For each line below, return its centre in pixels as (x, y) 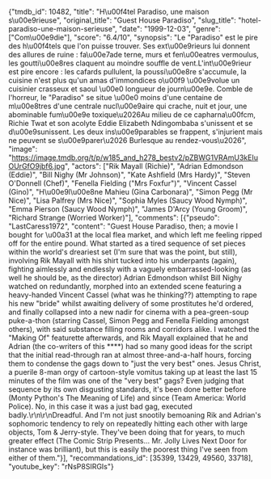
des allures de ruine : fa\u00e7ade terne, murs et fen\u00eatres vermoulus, (133, 55)
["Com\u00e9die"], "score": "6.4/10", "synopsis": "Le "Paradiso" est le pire (133, 37)
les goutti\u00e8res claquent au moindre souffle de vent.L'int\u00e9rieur (130, 63)
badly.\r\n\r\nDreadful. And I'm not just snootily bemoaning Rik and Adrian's (135, 415)
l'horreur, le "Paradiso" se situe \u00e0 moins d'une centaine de (116, 97)
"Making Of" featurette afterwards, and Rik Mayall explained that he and (128, 338)
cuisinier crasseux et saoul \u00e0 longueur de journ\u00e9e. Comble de (131, 89)
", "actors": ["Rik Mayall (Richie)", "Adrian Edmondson (154, 166)
